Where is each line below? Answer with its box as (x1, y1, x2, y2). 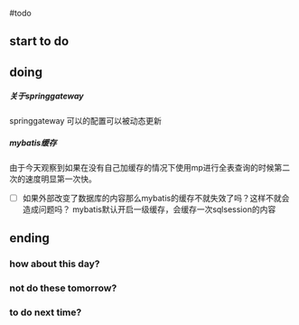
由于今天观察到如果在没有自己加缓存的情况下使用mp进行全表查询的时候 (9, 162, 275, 172)
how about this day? (9, 257, 100, 270)
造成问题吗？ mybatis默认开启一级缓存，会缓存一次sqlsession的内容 (22, 203, 276, 215)
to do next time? (9, 306, 82, 319)
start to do (9, 33, 70, 49)
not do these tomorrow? (9, 282, 117, 294)
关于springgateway (9, 90, 84, 102)
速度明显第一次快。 (24, 173, 97, 184)
